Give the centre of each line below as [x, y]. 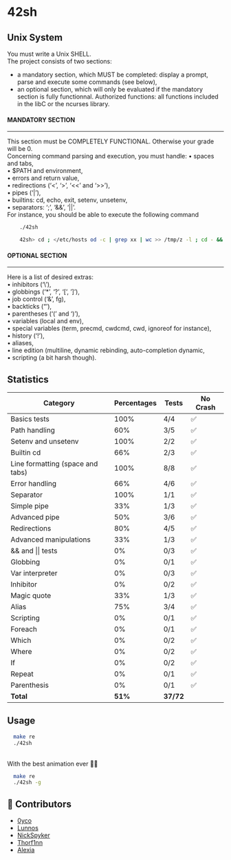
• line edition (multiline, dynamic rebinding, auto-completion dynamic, [106, 350]
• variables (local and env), [45, 321]
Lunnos [28, 828]
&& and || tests [34, 551]
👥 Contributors [40, 804]
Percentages [135, 402]
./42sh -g [27, 783]
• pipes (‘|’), [24, 193]
